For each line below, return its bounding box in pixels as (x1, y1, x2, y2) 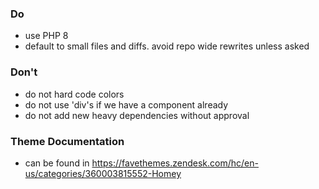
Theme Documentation (10, 134, 125, 148)
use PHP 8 (24, 30, 69, 42)
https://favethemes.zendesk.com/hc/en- (91, 157, 259, 169)
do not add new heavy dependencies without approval (24, 109, 250, 121)
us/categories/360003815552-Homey (24, 167, 182, 179)
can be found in (24, 157, 90, 169)
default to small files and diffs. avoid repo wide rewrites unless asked (24, 40, 310, 52)
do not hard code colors (24, 88, 125, 100)
